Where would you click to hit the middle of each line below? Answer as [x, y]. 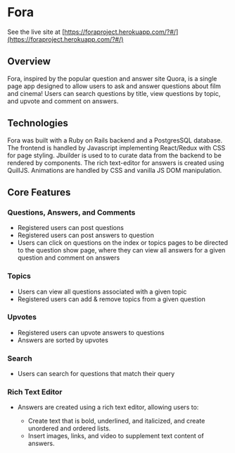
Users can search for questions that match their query [96, 374]
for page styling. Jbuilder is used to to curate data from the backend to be [114, 155]
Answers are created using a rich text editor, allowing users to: [108, 407]
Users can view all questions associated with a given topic [102, 291]
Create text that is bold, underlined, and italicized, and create [116, 421]
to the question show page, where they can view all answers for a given [121, 250]
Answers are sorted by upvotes [63, 340]
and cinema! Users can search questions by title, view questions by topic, [114, 93]
